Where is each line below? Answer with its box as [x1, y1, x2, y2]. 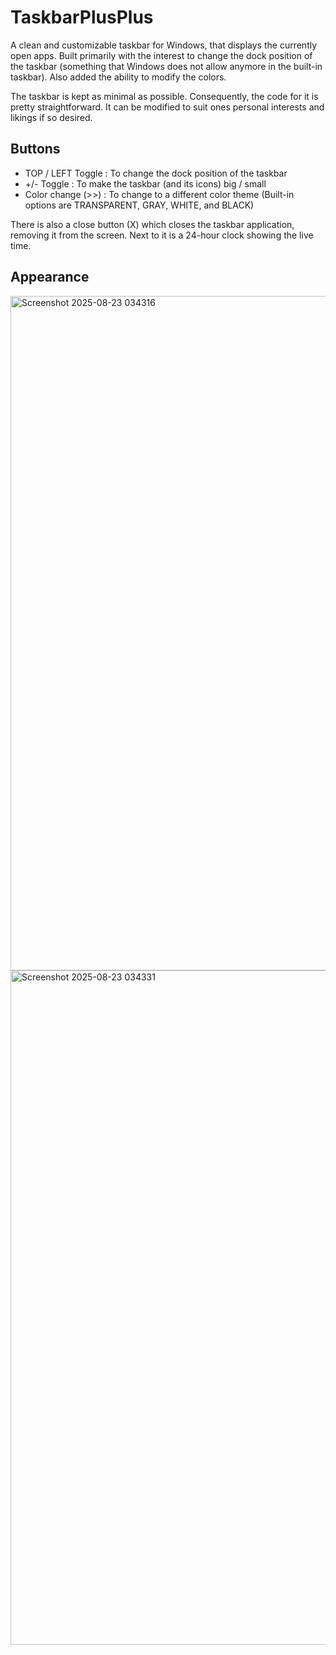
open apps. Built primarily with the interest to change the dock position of [10, 49, 313, 61]
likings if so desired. [10, 111, 93, 123]
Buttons [10, 141, 61, 158]
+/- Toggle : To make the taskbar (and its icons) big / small [24, 177, 267, 190]
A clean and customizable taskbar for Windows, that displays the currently [10, 39, 318, 51]
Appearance [10, 269, 90, 286]
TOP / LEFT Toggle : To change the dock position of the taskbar [24, 167, 288, 179]
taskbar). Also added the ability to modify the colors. [10, 71, 227, 83]
